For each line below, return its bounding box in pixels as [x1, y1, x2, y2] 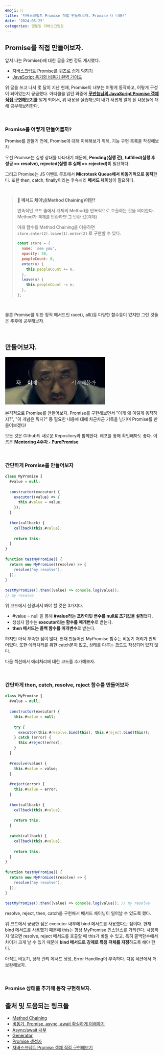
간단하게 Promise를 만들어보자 [5, 462, 74, 469]
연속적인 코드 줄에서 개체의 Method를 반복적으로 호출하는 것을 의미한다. [17, 208, 154, 214]
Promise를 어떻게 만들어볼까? [5, 126, 72, 133]
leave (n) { [22, 277, 44, 282]
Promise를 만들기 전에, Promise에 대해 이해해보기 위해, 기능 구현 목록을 [5, 138, 142, 144]
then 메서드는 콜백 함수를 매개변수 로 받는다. [12, 626, 95, 631]
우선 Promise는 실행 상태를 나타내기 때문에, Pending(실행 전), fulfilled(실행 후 [5, 155, 156, 161]
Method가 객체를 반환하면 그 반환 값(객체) [17, 214, 97, 220]
